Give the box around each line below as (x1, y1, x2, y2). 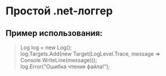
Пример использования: (5, 28, 103, 38)
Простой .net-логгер (5, 4, 113, 18)
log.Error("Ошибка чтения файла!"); (20, 63, 110, 70)
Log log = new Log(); (20, 44, 72, 51)
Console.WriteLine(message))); (20, 57, 97, 63)
